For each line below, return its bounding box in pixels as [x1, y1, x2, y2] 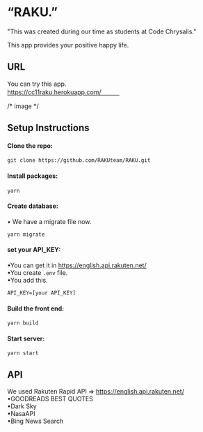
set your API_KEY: [7, 246, 61, 254]
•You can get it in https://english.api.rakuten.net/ [7, 261, 147, 269]
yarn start [7, 350, 39, 357]
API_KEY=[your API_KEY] [7, 289, 76, 297]
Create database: [7, 202, 59, 210]
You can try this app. [7, 80, 67, 88]
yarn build [7, 320, 39, 327]
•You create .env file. [7, 268, 68, 276]
